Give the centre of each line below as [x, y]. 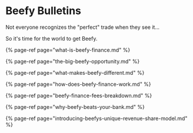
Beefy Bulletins [44, 11]
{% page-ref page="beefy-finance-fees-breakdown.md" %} [79, 95]
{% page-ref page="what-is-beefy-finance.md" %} [68, 50]
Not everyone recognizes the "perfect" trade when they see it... [83, 27]
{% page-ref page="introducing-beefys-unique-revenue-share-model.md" [96, 118]
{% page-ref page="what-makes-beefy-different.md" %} [75, 72]
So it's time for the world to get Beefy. [51, 38]
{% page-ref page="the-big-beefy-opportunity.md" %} [73, 61]
